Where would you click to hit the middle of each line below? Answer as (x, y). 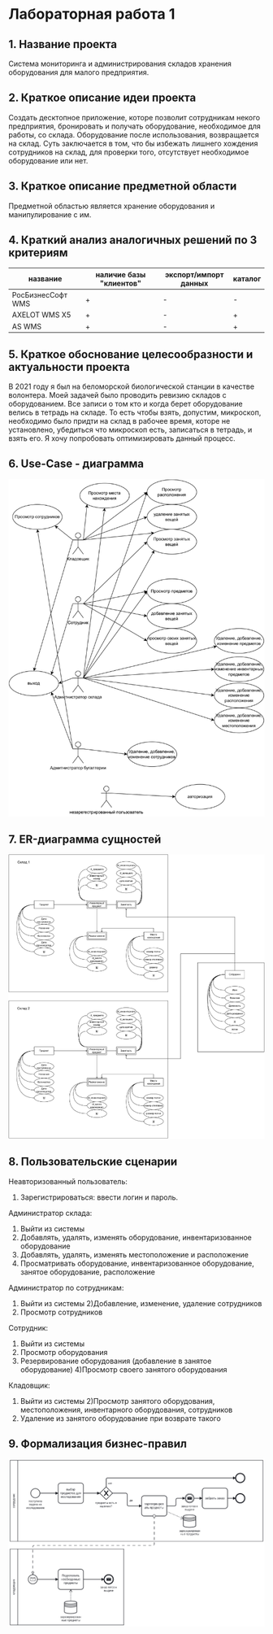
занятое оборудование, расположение (88, 1272)
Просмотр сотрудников (61, 1312)
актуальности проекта (69, 367)
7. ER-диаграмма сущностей (85, 839)
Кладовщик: (29, 1385)
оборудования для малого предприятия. (79, 72)
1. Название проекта (63, 44)
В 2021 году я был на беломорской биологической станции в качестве (131, 386)
